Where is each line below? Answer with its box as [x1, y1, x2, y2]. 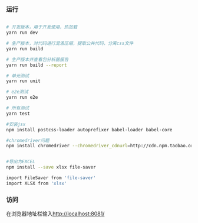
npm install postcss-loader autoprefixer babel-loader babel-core [6, 127, 173, 132]
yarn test [6, 111, 31, 117]
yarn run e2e [6, 95, 38, 101]
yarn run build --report [6, 62, 67, 68]
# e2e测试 [6, 89, 28, 95]
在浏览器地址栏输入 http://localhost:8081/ [6, 210, 105, 217]
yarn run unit [6, 78, 41, 84]
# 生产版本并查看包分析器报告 [6, 56, 69, 63]
